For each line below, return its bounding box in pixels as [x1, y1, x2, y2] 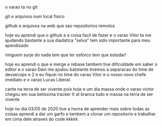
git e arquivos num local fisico [5, 14, 65, 19]
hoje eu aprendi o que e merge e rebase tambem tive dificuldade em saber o [5, 62, 158, 67]
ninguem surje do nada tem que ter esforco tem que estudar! [5, 52, 127, 58]
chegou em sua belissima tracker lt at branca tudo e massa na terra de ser [5, 92, 153, 97]
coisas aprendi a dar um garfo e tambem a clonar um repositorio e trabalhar [5, 111, 156, 117]
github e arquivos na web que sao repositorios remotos [5, 23, 115, 29]
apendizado [5, 43, 29, 48]
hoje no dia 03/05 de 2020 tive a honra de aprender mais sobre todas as [5, 106, 150, 111]
